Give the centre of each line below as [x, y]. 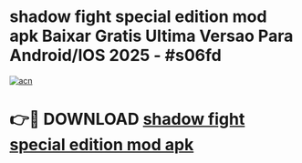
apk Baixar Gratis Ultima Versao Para [151, 36]
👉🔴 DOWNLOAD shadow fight [127, 119]
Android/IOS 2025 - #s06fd [115, 56]
